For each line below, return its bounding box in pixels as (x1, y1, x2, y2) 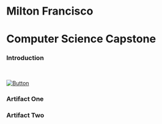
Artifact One (6, 94, 44, 103)
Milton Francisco (6, 4, 94, 18)
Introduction (6, 53, 44, 62)
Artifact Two (6, 111, 45, 119)
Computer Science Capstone (6, 32, 156, 46)
